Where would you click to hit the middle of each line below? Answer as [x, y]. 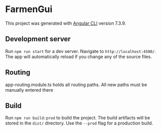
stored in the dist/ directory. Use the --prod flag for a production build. [79, 123]
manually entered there [29, 90]
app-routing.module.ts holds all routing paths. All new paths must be [76, 85]
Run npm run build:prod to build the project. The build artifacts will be [78, 118]
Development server [38, 39]
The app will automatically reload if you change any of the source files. [78, 56]
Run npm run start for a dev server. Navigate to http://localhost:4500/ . [80, 51]
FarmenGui [29, 9]
